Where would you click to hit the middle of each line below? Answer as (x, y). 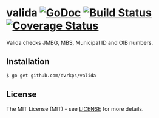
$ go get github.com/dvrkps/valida (51, 76)
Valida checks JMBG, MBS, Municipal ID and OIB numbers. (80, 42)
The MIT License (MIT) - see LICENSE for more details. (75, 109)
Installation (28, 61)
